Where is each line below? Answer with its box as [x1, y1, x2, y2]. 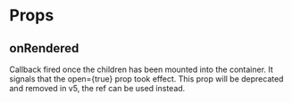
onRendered [9, 41, 79, 56]
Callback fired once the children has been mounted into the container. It [9, 64, 274, 75]
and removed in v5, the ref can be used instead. [9, 83, 186, 93]
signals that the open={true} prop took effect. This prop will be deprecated [9, 74, 284, 84]
